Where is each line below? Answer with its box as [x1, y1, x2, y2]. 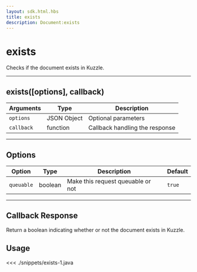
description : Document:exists [6, 19, 80, 25]
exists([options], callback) [6, 86, 104, 97]
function [46, 124, 70, 132]
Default [167, 167, 188, 175]
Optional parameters [88, 114, 145, 122]
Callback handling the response [88, 124, 176, 132]
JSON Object [46, 114, 83, 122]
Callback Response [6, 211, 78, 221]
